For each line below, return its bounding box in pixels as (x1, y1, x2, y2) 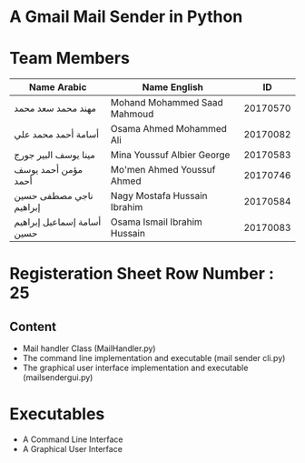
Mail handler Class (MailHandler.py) (22, 343, 156, 354)
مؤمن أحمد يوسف (14, 164, 84, 176)
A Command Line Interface (22, 434, 123, 445)
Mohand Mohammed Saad (110, 96, 224, 109)
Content (9, 318, 57, 334)
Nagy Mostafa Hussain (110, 189, 208, 202)
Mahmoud (110, 107, 154, 120)
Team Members (9, 48, 130, 69)
